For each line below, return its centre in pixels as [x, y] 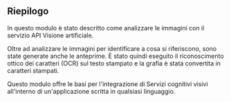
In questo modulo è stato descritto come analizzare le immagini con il [106, 28]
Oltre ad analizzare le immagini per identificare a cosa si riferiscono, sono [112, 48]
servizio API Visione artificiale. [50, 35]
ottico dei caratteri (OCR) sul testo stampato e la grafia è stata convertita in [114, 63]
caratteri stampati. [33, 70]
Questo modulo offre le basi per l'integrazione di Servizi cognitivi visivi [108, 84]
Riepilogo [28, 11]
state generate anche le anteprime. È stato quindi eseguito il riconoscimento [115, 56]
